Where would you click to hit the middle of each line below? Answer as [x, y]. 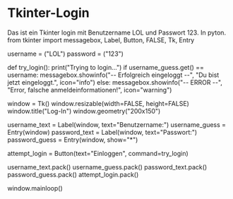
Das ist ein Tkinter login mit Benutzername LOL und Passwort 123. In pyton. [117, 32]
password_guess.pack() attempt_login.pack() [73, 174]
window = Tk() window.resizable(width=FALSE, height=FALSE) [98, 103]
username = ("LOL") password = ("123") [65, 54]
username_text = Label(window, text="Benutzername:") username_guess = [117, 124]
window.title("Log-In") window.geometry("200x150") [84, 111]
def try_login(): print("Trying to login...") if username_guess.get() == [106, 67]
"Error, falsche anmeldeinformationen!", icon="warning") [90, 90]
